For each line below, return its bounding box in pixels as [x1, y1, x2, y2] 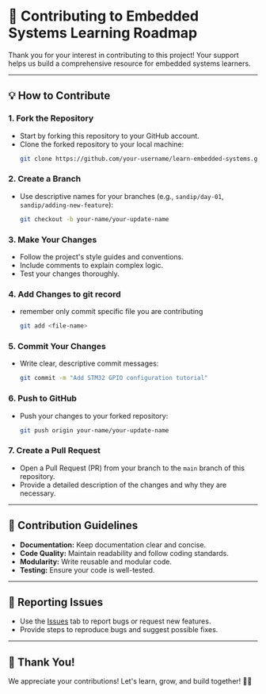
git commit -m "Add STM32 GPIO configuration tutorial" [19, 374, 208, 382]
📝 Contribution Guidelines [8, 519, 139, 532]
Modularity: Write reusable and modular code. [19, 557, 173, 566]
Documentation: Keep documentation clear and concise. [19, 539, 207, 550]
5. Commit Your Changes [8, 341, 107, 352]
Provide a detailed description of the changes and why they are [19, 480, 227, 489]
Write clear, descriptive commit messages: [19, 359, 159, 368]
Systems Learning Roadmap [8, 24, 198, 42]
